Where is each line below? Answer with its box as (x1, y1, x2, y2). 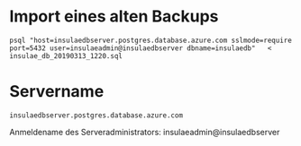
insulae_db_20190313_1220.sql (9, 51, 123, 60)
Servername (9, 82, 105, 102)
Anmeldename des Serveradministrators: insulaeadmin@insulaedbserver (9, 126, 280, 137)
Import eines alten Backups (9, 6, 219, 27)
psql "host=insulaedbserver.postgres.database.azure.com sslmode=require (9, 36, 293, 45)
